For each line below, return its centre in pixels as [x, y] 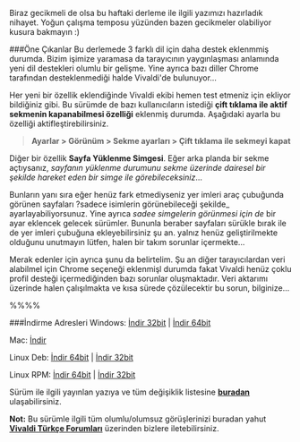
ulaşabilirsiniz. [36, 401]
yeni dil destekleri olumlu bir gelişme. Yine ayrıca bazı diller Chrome [134, 68]
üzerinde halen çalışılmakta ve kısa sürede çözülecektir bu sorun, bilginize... [150, 288]
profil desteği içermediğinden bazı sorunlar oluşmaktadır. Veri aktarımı [139, 278]
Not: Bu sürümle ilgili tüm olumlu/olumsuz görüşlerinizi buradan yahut [138, 419]
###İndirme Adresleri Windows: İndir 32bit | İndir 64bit [110, 323]
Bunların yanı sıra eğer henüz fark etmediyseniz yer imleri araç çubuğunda [147, 195]
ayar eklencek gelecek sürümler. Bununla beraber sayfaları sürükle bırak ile [148, 223]
